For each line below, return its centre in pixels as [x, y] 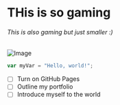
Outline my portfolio [45, 86]
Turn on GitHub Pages [48, 79]
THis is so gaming [59, 13]
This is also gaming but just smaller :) [60, 32]
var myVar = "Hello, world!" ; [50, 66]
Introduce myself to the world [59, 95]
